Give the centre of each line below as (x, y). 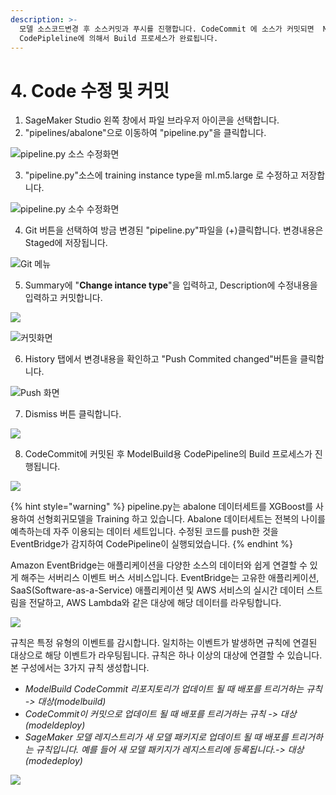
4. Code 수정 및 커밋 (90, 90)
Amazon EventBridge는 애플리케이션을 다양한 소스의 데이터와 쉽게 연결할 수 (159, 565)
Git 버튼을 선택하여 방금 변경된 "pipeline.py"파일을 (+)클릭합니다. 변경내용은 (174, 230)
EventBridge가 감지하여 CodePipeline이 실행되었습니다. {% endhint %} (151, 544)
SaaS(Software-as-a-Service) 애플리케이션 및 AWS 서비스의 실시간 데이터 (157, 590)
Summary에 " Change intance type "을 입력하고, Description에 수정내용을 (171, 285)
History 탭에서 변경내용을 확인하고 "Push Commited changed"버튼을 (161, 359)
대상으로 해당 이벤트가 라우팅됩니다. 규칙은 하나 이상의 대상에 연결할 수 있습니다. (166, 655)
